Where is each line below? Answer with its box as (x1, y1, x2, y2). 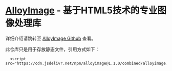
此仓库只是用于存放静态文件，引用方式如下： (5, 46, 100, 52)
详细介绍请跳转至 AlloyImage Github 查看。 (5, 35, 96, 41)
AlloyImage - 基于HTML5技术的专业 (5, 5, 158, 16)
